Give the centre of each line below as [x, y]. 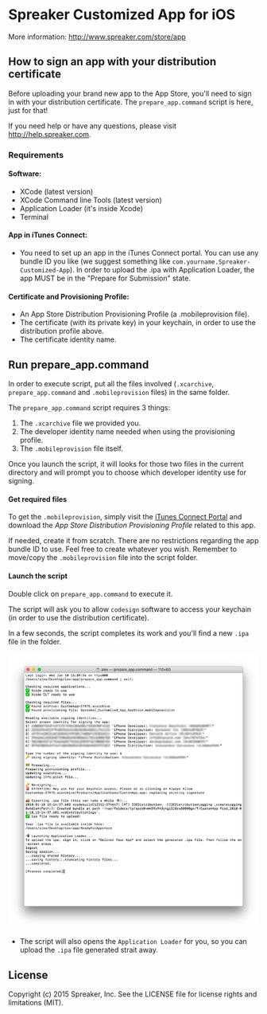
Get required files [38, 499]
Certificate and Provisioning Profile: [69, 296]
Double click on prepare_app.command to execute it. [91, 593]
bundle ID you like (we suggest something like [95, 261]
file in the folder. [35, 641]
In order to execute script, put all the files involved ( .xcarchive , [111, 384]
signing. [21, 481]
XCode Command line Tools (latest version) [91, 200]
